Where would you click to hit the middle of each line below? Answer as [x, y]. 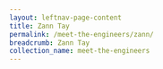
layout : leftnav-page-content [66, 17]
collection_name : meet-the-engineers [80, 51]
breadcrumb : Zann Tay [50, 43]
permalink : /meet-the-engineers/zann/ [81, 34]
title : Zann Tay [39, 26]
